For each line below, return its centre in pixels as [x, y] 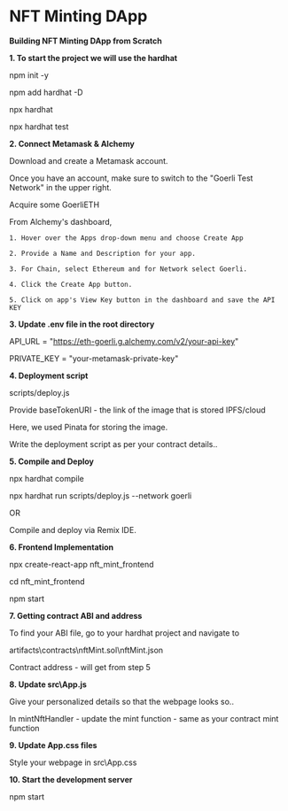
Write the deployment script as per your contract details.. [113, 444]
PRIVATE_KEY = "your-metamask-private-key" [94, 358]
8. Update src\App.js [48, 684]
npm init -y [29, 75]
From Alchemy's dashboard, [61, 221]
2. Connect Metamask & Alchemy [72, 143]
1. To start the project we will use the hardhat [93, 58]
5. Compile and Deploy [52, 461]
